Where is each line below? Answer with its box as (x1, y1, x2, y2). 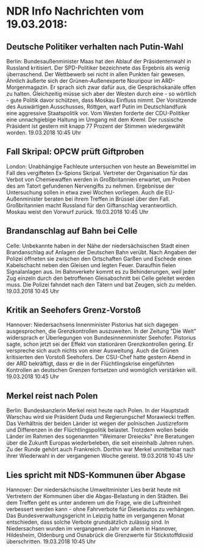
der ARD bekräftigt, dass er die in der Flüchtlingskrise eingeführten (6, 360, 175, 367)
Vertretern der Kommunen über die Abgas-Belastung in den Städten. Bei (6, 493, 188, 500)
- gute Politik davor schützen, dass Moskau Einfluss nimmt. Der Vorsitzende (6, 96, 197, 104)
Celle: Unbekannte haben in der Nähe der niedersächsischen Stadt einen (6, 242, 190, 249)
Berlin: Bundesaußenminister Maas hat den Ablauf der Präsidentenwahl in (6, 58, 191, 65)
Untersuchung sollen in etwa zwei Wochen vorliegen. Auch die (6, 188, 164, 196)
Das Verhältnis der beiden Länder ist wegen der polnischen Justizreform (6, 420, 189, 427)
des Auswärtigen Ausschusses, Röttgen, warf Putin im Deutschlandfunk (6, 103, 187, 110)
